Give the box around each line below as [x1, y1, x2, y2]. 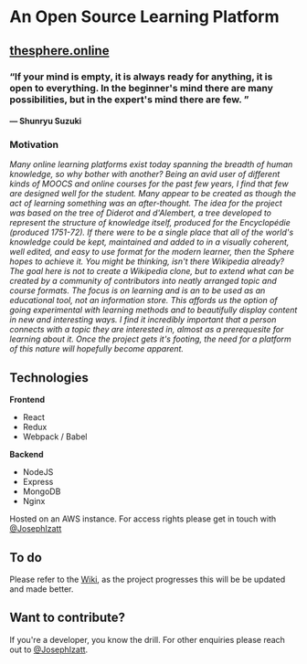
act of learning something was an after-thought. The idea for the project [9, 198, 283, 209]
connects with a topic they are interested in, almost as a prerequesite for [9, 324, 284, 335]
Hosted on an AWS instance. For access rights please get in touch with [9, 513, 277, 524]
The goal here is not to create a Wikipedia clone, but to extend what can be [9, 266, 295, 277]
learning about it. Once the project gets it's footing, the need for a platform [9, 333, 292, 344]
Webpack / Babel [22, 431, 88, 442]
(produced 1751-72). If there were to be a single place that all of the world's [9, 227, 294, 238]
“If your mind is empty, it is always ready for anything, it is [9, 70, 273, 83]
